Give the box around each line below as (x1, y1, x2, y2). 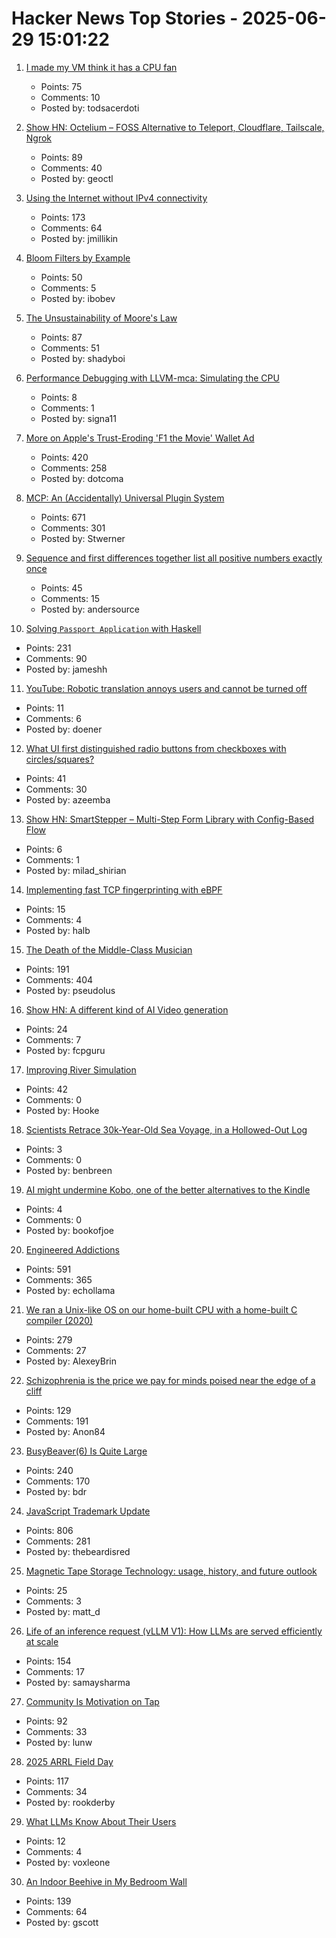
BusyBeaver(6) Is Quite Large (25, 1445, 148, 1457)
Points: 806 (25, 1524, 74, 1536)
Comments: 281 (25, 1535, 91, 1547)
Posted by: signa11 (40, 412, 117, 424)
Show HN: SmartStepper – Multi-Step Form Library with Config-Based (25, 813, 315, 825)
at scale (25, 1635, 59, 1647)
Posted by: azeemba (25, 793, 111, 806)
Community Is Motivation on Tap (25, 1695, 160, 1707)
